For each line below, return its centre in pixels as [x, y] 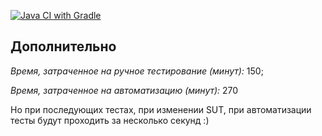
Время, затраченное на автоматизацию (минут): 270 [124, 90]
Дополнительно [63, 46]
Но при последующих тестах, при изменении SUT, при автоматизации [161, 109]
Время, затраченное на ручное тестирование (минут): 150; [137, 71]
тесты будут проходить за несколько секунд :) [110, 120]
